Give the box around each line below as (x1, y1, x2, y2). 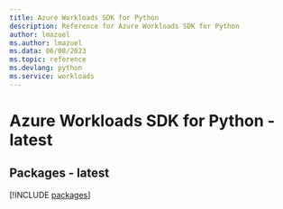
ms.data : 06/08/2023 (9, 47, 87, 56)
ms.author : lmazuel (9, 38, 83, 48)
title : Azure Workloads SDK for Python (9, 13, 160, 23)
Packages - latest (9, 166, 110, 181)
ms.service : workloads (9, 72, 95, 81)
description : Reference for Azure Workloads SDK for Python (9, 22, 241, 31)
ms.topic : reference (9, 55, 87, 64)
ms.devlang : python (9, 64, 83, 73)
